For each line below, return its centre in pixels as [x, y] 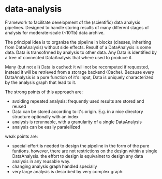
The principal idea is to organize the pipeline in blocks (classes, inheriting [78, 42]
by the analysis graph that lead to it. [41, 82]
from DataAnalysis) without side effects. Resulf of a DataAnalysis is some [78, 47]
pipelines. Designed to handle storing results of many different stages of [77, 27]
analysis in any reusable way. [41, 161]
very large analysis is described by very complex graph [67, 171]
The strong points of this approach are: [44, 92]
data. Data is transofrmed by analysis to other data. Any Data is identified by [81, 52]
